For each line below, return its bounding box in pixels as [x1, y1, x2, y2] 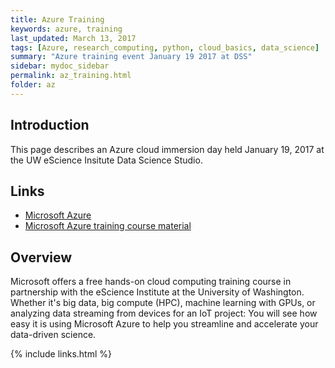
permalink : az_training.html [10, 71, 132, 81]
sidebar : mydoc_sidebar [10, 61, 110, 71]
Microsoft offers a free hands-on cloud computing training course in [10, 276, 292, 288]
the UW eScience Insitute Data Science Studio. [10, 154, 203, 166]
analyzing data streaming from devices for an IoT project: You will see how [10, 307, 318, 320]
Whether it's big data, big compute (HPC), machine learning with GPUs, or [10, 297, 316, 309]
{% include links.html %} [10, 348, 112, 360]
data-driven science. [10, 329, 97, 341]
